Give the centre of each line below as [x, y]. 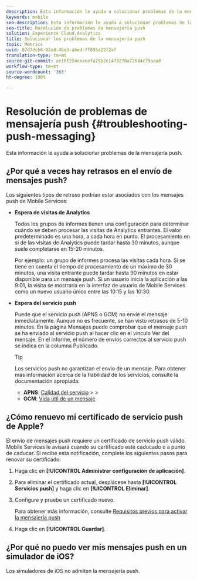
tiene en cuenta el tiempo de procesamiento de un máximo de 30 [93, 266]
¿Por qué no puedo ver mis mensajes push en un [96, 547]
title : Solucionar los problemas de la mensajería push [76, 39]
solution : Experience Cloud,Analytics [53, 34]
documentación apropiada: [47, 381]
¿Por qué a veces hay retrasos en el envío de [89, 171]
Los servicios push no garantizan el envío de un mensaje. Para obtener [100, 368]
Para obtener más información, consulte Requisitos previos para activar [101, 511]
